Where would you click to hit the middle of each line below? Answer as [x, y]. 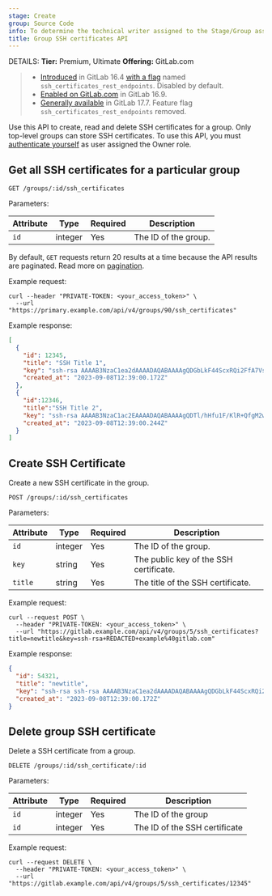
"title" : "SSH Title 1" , [65, 363]
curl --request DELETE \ [50, 863]
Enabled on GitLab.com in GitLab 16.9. [104, 95]
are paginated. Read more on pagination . [76, 266]
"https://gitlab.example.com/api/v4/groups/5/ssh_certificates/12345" [130, 884]
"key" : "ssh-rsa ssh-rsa [57, 691]
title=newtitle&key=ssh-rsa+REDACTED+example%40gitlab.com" [112, 639]
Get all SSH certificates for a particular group [124, 170]
